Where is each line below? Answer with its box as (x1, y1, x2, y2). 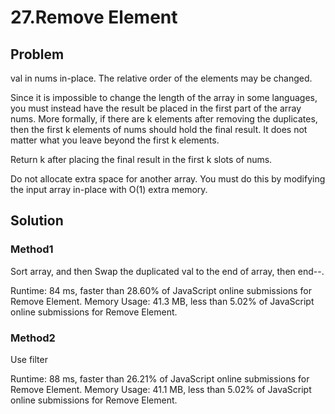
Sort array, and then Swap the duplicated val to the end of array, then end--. (10, 265, 325, 277)
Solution (10, 212, 64, 230)
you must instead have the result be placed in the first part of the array (10, 102, 302, 114)
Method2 (10, 331, 56, 345)
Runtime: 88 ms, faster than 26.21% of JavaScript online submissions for (10, 372, 310, 385)
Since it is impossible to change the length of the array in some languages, (10, 92, 318, 103)
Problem (10, 46, 65, 63)
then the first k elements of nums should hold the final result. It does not (10, 124, 308, 135)
